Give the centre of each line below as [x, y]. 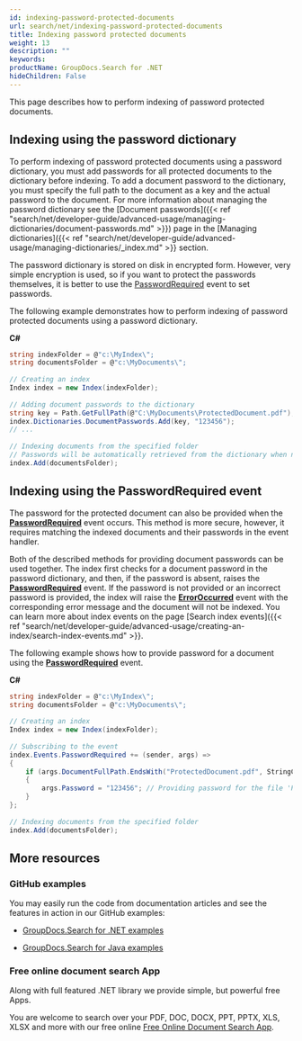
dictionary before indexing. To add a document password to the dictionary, [147, 180]
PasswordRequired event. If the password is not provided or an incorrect [145, 588]
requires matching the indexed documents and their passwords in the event [149, 532]
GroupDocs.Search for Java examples [93, 948]
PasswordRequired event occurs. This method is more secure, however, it [147, 522]
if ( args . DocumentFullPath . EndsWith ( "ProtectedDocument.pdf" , [144, 772]
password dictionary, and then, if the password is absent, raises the [135, 578]
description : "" [40, 51]
